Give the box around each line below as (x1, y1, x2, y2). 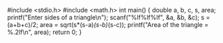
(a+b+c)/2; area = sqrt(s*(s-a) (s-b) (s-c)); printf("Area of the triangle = (7, 21, 209, 28)
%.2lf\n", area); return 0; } (7, 28, 82, 36)
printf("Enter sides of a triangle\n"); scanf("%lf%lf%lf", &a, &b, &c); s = (7, 13, 210, 21)
